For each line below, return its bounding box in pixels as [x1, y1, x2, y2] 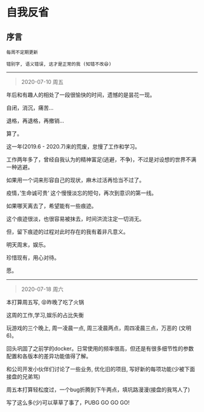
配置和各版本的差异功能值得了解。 [6, 352, 92, 360]
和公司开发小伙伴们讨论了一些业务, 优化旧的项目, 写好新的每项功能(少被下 [6, 366, 190, 372]
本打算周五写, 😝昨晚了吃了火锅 [6, 299, 84, 306]
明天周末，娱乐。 [6, 241, 49, 248]
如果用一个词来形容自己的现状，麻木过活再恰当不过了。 [6, 176, 144, 183]
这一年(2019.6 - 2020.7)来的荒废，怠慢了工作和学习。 [6, 143, 141, 150]
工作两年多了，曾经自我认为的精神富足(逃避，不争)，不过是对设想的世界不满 [6, 156, 197, 163]
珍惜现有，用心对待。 [6, 254, 59, 261]
